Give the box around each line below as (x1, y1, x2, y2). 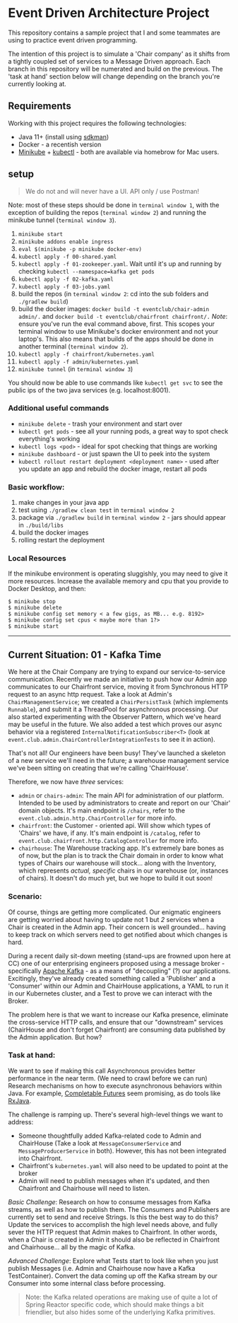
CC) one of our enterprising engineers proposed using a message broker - (8, 959, 225, 967)
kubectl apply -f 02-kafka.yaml (18, 276, 114, 283)
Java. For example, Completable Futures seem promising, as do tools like (8, 1089, 221, 1097)
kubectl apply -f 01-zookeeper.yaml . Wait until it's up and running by (18, 260, 222, 268)
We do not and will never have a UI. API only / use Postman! (25, 187, 200, 195)
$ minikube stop (8, 598, 56, 605)
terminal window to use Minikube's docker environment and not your (18, 327, 218, 335)
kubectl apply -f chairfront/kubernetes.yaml (18, 351, 155, 358)
